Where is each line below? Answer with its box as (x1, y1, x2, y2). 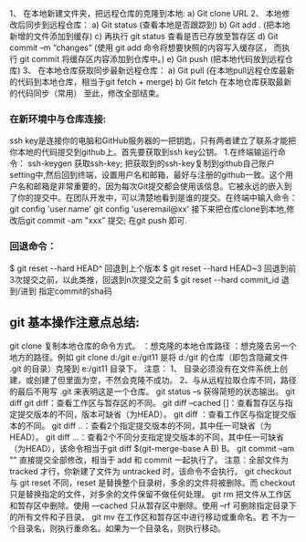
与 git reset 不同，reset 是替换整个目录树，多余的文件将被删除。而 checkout (9, 477, 295, 488)
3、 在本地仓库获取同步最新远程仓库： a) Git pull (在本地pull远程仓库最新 (22, 65, 295, 76)
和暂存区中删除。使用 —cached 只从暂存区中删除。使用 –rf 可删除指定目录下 (9, 500, 297, 511)
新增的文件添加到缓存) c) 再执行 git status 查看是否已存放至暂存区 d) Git (9, 31, 279, 41)
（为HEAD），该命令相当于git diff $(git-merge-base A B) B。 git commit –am (9, 443, 295, 454)
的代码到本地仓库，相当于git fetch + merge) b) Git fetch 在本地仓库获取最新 (9, 77, 292, 87)
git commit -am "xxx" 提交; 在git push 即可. (25, 215, 187, 226)
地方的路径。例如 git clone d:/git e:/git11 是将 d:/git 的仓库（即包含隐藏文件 (9, 352, 289, 363)
